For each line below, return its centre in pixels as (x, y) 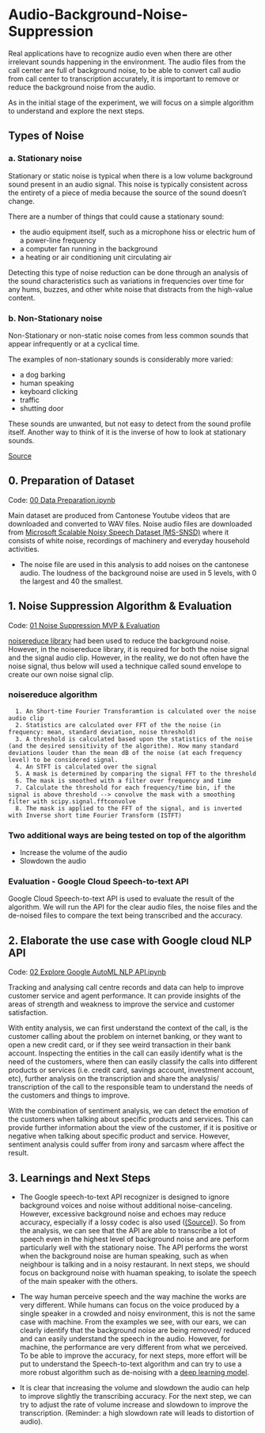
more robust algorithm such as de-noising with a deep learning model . (134, 1373)
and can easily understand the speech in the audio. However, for (125, 1339)
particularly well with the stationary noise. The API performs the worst (134, 1247)
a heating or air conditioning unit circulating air (96, 257)
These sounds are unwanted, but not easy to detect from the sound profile (130, 423)
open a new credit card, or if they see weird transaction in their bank (120, 1045)
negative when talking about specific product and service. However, (119, 1136)
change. (22, 201)
